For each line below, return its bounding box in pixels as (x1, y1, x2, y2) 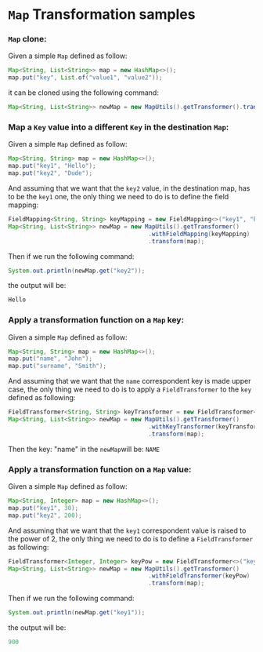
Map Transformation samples (8, 5, 196, 24)
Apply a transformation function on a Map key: (8, 315, 185, 326)
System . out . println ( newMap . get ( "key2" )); (8, 267, 146, 275)
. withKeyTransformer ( (148, 422, 219, 431)
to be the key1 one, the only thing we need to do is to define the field (8, 192, 229, 202)
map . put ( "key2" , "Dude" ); (8, 169, 92, 177)
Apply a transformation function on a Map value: (8, 464, 192, 475)
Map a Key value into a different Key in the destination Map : (8, 122, 229, 133)
